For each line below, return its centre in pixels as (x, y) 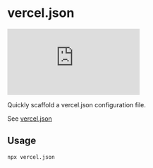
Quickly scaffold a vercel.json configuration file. (76, 104)
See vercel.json (30, 119)
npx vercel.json (31, 157)
